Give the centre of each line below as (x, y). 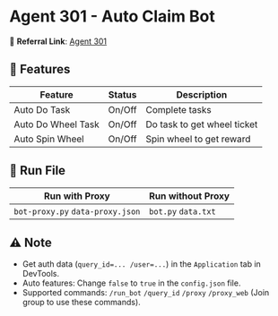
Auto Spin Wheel (49, 139)
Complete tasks (179, 109)
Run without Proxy (190, 196)
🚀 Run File (37, 171)
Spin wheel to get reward (198, 139)
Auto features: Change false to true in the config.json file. (131, 283)
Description (202, 94)
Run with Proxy (77, 196)
